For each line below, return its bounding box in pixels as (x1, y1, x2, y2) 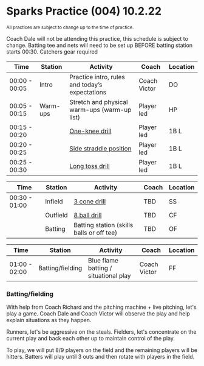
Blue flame (87, 256, 118, 264)
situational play (87, 271, 132, 280)
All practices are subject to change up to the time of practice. (6, 24, 134, 30)
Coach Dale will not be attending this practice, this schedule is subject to (6, 35, 188, 42)
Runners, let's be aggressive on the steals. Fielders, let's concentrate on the (6, 328, 197, 336)
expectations (69, 88, 107, 96)
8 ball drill (73, 211, 102, 219)
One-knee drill (69, 127, 112, 135)
